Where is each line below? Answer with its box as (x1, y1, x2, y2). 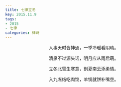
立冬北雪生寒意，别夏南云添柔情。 (49, 66, 119, 72)
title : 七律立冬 (5, 7, 36, 12)
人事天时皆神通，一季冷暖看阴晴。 (49, 45, 119, 50)
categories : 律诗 (5, 30, 40, 35)
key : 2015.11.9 (5, 12, 37, 17)
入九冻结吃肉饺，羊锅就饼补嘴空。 (49, 77, 119, 82)
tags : (5, 16, 16, 21)
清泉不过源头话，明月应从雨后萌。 (49, 55, 119, 61)
